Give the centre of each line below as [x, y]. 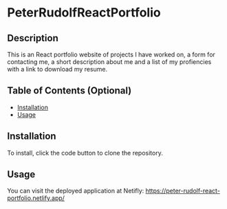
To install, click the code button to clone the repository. [85, 153]
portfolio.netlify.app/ [36, 198]
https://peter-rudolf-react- [183, 191]
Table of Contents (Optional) [69, 91]
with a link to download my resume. [57, 69]
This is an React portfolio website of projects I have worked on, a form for [111, 54]
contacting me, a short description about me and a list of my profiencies [109, 62]
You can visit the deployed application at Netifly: [76, 191]
